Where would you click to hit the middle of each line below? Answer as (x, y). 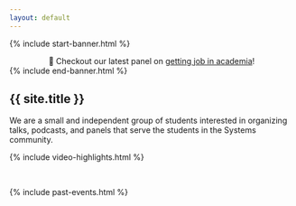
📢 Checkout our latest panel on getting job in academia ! (152, 61)
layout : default (40, 18)
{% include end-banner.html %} (69, 70)
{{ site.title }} (47, 99)
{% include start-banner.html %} (70, 43)
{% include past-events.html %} (69, 192)
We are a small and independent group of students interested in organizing (148, 121)
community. (31, 140)
